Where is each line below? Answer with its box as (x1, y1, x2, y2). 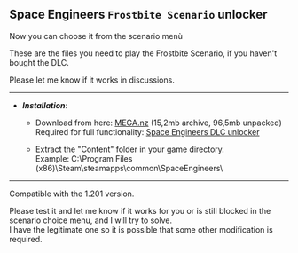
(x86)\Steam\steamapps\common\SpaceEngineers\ (35, 162, 223, 173)
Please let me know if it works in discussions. (9, 75, 175, 85)
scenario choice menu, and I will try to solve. (9, 215, 173, 225)
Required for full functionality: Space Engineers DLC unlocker (35, 126, 260, 137)
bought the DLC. (9, 57, 69, 67)
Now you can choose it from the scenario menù (9, 30, 184, 41)
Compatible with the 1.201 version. (9, 188, 135, 199)
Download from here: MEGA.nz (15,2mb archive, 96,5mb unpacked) (35, 117, 282, 128)
